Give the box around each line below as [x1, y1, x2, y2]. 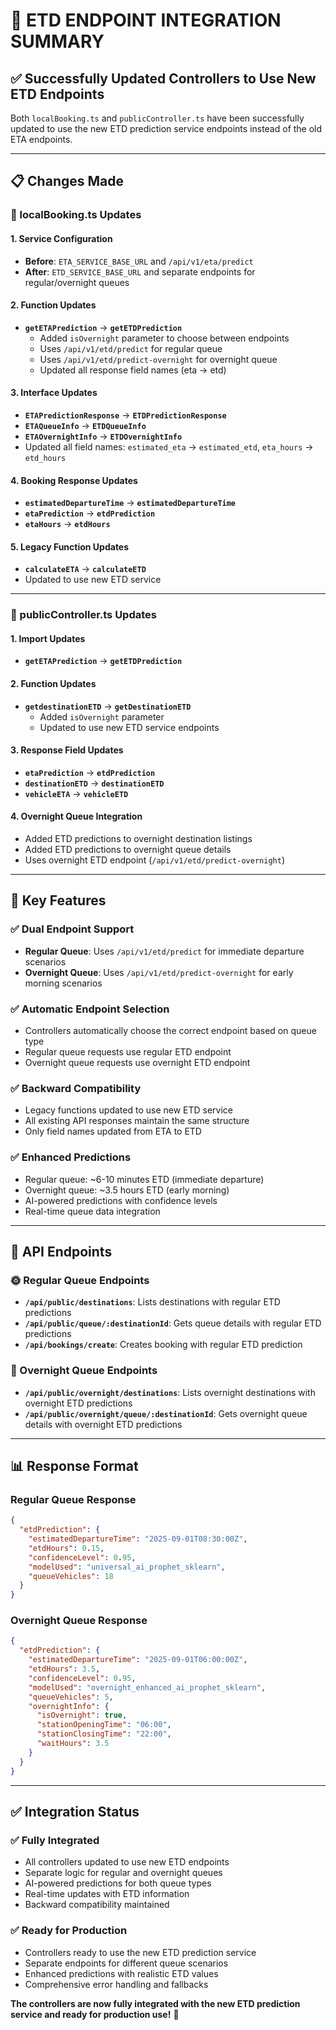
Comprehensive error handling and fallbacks [24, 1978, 209, 1990]
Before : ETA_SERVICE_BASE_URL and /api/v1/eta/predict [24, 255, 254, 267]
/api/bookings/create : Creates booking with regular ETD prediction [24, 1339, 303, 1351]
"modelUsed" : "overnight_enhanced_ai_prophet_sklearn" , [28, 1682, 267, 1693]
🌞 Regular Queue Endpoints [10, 1273, 150, 1287]
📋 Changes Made [10, 173, 124, 190]
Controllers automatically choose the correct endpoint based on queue [24, 1025, 317, 1037]
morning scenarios [24, 977, 103, 989]
